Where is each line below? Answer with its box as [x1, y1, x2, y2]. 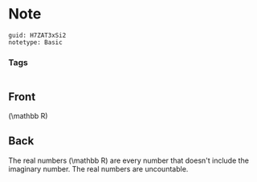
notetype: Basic [8, 38, 63, 47]
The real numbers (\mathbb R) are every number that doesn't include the [8, 156, 249, 165]
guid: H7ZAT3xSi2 [8, 31, 67, 39]
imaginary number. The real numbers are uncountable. [8, 164, 189, 173]
